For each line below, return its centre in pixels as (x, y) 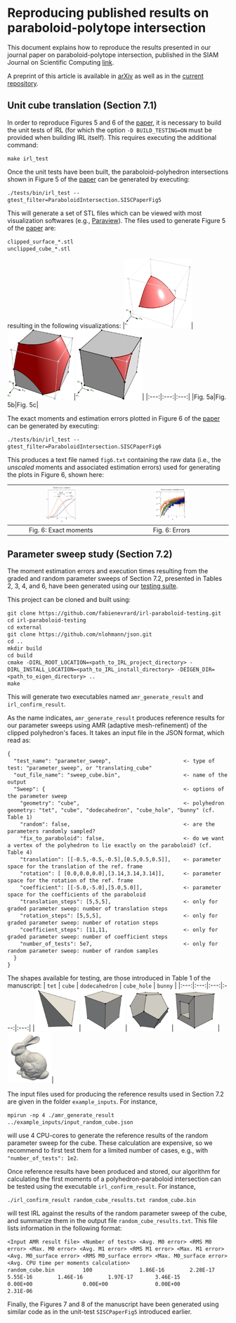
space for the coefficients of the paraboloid (77, 895)
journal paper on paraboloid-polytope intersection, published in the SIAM (113, 55)
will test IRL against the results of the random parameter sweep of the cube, (117, 1213)
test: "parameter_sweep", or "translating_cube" (80, 768)
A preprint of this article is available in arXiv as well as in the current (105, 76)
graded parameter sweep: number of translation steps (88, 909)
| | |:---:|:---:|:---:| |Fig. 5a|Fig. (150, 397)
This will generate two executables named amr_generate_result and (105, 697)
